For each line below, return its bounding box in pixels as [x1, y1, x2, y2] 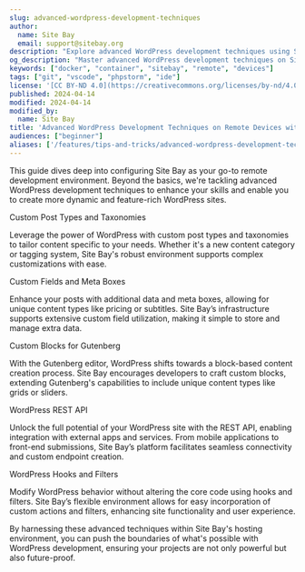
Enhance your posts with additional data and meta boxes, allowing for [9, 293, 270, 305]
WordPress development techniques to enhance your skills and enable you [9, 184, 289, 196]
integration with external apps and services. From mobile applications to [9, 431, 280, 442]
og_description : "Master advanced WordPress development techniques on [9, 55, 286, 65]
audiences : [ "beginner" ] [9, 132, 103, 141]
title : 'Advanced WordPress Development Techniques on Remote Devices [9, 124, 282, 133]
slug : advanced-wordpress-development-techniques [9, 13, 202, 23]
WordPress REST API [9, 404, 88, 415]
